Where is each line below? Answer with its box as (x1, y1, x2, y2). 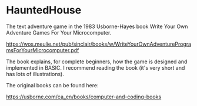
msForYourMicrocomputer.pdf (6, 46, 79, 53)
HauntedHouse (6, 4, 82, 17)
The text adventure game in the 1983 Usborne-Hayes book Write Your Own (6, 23, 188, 30)
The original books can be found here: (6, 81, 99, 88)
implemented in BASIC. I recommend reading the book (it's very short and (6, 64, 185, 71)
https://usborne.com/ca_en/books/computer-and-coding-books (6, 93, 162, 100)
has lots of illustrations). (6, 70, 65, 77)
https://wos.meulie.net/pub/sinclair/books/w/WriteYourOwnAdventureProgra (6, 40, 192, 47)
